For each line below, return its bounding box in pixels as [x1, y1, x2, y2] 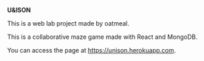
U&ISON [7, 6, 31, 14]
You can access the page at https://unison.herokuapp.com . [7, 46, 176, 54]
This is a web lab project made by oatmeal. [7, 19, 129, 27]
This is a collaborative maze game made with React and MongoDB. [7, 33, 198, 41]
